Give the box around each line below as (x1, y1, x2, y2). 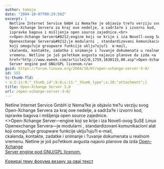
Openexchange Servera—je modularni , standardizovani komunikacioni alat (5, 123, 156, 129)
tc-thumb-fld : (5, 75, 34, 80)
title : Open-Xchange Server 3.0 (5, 84, 71, 89)
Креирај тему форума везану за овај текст (5, 158, 94, 164)
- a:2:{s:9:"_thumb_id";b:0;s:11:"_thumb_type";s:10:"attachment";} (5, 80, 147, 84)
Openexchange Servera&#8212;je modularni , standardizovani (9, 39, 134, 44)
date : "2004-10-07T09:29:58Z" (5, 12, 67, 17)
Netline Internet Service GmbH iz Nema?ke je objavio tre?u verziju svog (5, 102, 149, 108)
